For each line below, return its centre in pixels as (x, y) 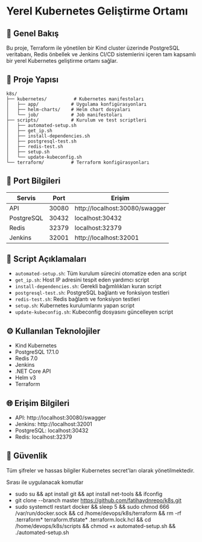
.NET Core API (33, 371)
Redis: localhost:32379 (43, 437)
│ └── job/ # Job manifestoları (64, 115)
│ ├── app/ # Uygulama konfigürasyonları (77, 104)
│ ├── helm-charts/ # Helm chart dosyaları (68, 109)
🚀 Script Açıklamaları (46, 259)
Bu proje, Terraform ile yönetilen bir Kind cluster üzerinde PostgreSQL (93, 48)
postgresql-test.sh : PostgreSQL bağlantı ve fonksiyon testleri (92, 293)
